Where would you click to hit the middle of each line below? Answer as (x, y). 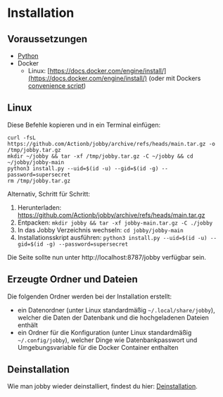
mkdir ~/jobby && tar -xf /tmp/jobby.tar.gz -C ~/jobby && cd (100, 156)
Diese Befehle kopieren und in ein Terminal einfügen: (84, 125)
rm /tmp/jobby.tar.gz (39, 181)
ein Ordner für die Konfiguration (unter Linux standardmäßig (104, 332)
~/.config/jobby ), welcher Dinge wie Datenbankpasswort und (107, 340)
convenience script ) (57, 86)
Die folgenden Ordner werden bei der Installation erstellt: (90, 296)
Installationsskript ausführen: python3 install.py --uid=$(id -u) (112, 237)
